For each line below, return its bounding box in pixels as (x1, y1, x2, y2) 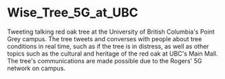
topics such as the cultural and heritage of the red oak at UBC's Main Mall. (7, 49, 218, 58)
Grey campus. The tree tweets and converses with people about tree (7, 34, 202, 43)
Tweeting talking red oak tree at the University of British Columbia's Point (7, 27, 215, 36)
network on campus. (7, 64, 66, 72)
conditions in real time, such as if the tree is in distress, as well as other (7, 42, 209, 50)
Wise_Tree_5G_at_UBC (7, 5, 139, 21)
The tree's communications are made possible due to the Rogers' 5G (7, 56, 202, 65)
